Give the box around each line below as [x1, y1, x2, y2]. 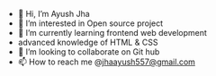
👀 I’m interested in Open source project [17, 18, 164, 29]
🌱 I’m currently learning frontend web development [17, 28, 207, 38]
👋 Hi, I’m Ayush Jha [17, 9, 90, 19]
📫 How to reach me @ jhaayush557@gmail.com [17, 56, 196, 67]
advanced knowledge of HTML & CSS [17, 37, 158, 47]
